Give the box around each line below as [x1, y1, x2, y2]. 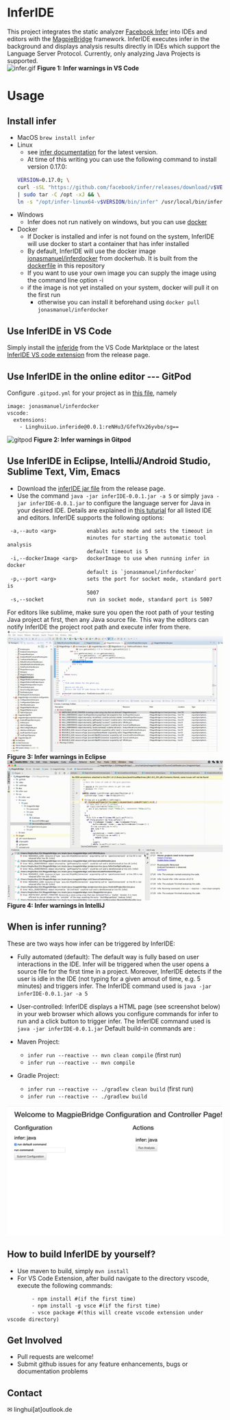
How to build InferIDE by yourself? [7, 1249, 156, 1260]
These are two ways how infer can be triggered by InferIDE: [7, 939, 176, 948]
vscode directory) [7, 1316, 60, 1323]
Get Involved [7, 1334, 63, 1346]
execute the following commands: [16, 1281, 113, 1290]
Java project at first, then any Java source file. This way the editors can [7, 615, 209, 623]
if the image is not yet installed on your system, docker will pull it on [27, 283, 219, 292]
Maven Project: [16, 1037, 60, 1046]
